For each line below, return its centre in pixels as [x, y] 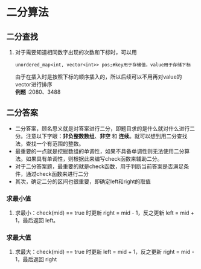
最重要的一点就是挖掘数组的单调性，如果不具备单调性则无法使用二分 [100, 151]
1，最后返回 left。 [37, 221]
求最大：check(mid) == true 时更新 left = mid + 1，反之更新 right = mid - [104, 252]
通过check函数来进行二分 [57, 173]
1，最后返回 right [36, 259]
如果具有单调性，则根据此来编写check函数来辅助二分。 [94, 158]
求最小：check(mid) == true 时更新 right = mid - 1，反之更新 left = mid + [104, 213]
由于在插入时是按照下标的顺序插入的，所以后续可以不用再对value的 [98, 77]
